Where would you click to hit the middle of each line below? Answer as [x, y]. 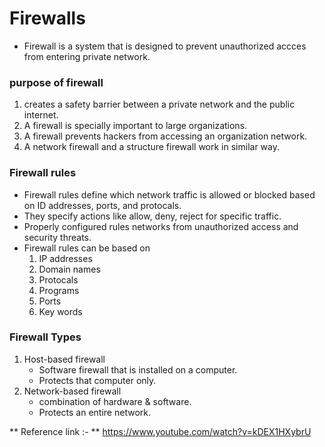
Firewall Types [45, 337]
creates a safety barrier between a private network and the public [159, 104]
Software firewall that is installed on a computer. [138, 369]
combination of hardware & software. [115, 401]
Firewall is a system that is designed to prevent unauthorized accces [165, 46]
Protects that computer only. [97, 380]
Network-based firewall [72, 391]
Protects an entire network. [94, 412]
